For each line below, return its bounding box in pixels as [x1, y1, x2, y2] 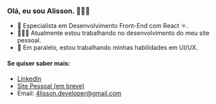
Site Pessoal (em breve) [16, 81, 84, 90]
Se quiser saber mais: [7, 59, 71, 67]
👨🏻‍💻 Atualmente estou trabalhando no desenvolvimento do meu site [16, 29, 210, 37]
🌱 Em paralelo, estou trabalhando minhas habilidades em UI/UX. [16, 44, 198, 52]
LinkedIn [16, 75, 42, 83]
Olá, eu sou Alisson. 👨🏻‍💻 [7, 6, 91, 16]
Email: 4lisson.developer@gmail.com [16, 89, 122, 97]
